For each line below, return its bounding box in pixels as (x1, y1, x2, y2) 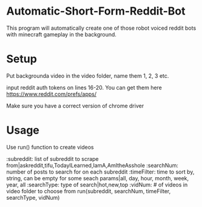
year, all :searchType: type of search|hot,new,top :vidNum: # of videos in (6, 181, 188, 188)
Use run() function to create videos (6, 143, 94, 151)
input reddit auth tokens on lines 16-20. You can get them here (6, 84, 163, 91)
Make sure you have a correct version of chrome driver (6, 102, 144, 109)
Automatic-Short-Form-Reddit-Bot (6, 4, 186, 18)
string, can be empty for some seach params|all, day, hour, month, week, (6, 174, 189, 182)
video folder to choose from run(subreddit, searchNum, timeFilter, (6, 187, 171, 195)
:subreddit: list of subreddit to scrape (6, 155, 99, 162)
